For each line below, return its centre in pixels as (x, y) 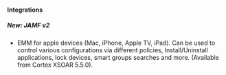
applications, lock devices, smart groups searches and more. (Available (118, 57)
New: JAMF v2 (29, 25)
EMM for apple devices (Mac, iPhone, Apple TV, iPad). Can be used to (116, 43)
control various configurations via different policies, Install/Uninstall (112, 50)
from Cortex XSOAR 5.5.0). (55, 65)
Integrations (25, 10)
